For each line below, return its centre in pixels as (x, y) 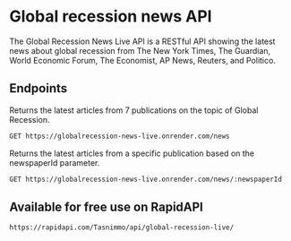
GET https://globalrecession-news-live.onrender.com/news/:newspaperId (145, 179)
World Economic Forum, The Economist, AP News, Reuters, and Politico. (142, 60)
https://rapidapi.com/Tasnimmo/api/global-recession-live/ (122, 228)
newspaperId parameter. (55, 162)
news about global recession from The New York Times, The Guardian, (140, 50)
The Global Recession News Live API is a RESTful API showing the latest (142, 41)
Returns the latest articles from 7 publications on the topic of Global (134, 110)
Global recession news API (111, 17)
